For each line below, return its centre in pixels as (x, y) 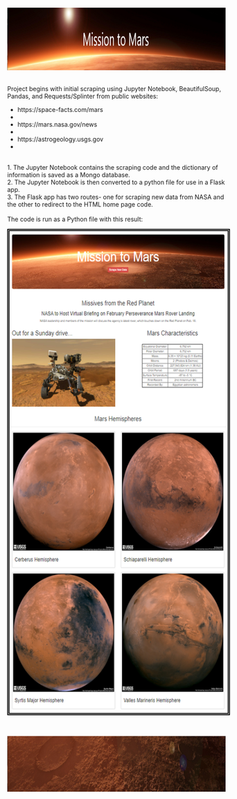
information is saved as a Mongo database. (69, 175)
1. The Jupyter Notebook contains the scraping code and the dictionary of (113, 167)
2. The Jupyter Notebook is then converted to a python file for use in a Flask (116, 182)
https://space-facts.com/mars (60, 110)
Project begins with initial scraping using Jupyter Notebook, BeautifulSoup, (114, 89)
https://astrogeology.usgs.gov (60, 139)
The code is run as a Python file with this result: (75, 219)
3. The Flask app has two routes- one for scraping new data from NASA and (116, 197)
